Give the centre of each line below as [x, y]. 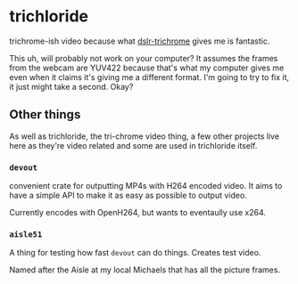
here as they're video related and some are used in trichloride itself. [133, 145]
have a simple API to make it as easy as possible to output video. [128, 195]
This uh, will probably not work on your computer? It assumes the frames [144, 58]
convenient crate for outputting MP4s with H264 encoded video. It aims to [146, 186]
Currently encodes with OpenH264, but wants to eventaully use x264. [137, 213]
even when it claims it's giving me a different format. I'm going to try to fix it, [149, 77]
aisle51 [26, 234]
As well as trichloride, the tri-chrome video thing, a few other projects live [144, 136]
